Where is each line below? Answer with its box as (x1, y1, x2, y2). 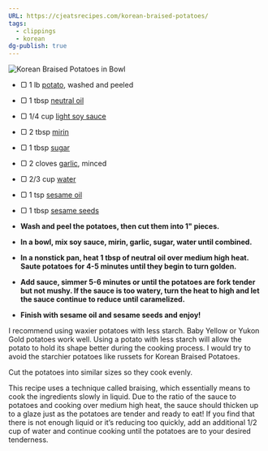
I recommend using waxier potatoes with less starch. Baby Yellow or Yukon (8, 326, 260, 336)
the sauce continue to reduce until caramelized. (19, 294, 185, 304)
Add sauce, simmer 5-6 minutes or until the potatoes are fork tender (19, 277, 256, 287)
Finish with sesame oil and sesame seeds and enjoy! (19, 310, 201, 320)
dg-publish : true (8, 42, 67, 50)
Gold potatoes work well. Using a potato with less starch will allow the (8, 334, 242, 345)
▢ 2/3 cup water (19, 174, 76, 184)
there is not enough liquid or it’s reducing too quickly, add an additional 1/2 (8, 418, 257, 427)
